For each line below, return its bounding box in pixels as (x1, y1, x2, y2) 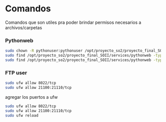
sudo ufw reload (5, 113, 39, 118)
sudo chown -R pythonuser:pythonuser (5, 48, 83, 54)
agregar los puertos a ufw (5, 94, 58, 100)
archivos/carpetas (5, 24, 42, 30)
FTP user (5, 69, 27, 76)
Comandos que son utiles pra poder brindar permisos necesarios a (5, 19, 142, 25)
